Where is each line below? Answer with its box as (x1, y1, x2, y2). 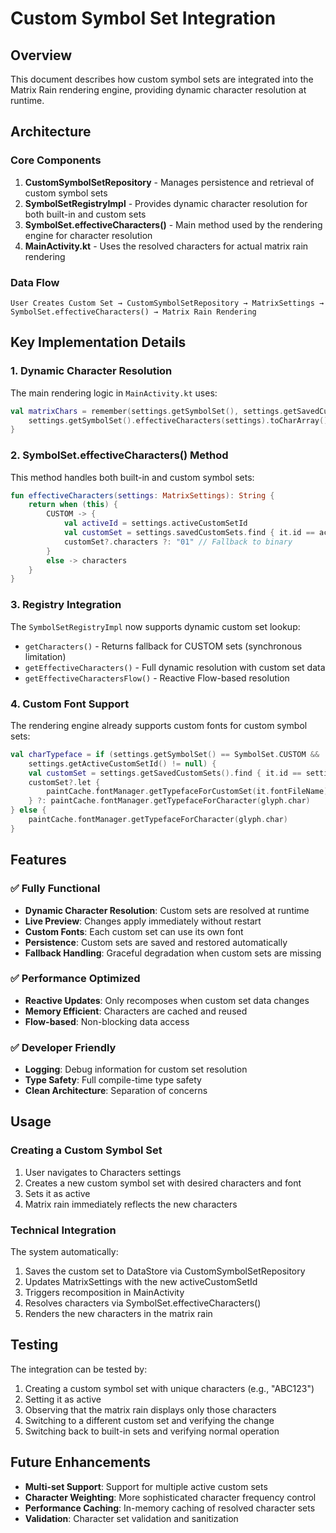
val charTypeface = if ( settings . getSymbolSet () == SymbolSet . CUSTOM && (10, 749, 320, 759)
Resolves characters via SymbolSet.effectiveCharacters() (24, 1297, 262, 1309)
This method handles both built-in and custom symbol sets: (10, 471, 255, 483)
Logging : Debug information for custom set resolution (24, 1063, 248, 1076)
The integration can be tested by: (10, 1363, 148, 1375)
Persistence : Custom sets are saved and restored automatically (24, 936, 288, 948)
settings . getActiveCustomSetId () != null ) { (28, 758, 217, 769)
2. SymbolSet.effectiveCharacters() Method (10, 448, 229, 462)
